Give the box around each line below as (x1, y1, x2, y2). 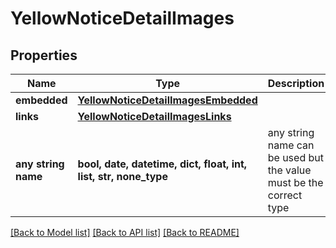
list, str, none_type (77, 170, 168, 183)
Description (267, 77, 325, 90)
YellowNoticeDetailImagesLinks (77, 110, 232, 123)
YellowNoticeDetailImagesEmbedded (77, 93, 258, 107)
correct (267, 188, 303, 202)
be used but (267, 151, 324, 164)
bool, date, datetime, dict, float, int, (77, 157, 248, 171)
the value (267, 163, 312, 177)
